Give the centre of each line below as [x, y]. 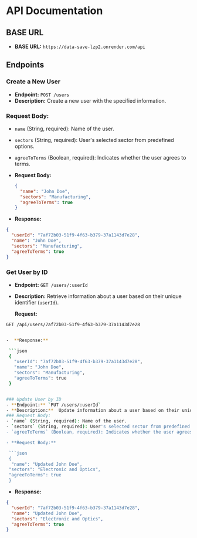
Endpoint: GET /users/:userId [51, 285]
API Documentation [55, 11]
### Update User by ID [34, 399]
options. [24, 146]
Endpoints [25, 65]
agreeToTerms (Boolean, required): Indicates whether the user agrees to [100, 157]
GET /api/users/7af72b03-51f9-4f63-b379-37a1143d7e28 [73, 324]
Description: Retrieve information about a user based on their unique [98, 296]
